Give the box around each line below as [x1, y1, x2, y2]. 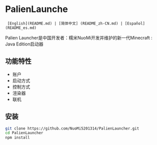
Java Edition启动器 [5, 41, 44, 47]
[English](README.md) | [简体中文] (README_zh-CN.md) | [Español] [7, 21, 146, 26]
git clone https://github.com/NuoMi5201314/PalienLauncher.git [5, 126, 140, 131]
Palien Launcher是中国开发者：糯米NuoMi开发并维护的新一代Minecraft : [5, 34, 153, 40]
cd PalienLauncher [5, 130, 43, 135]
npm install [5, 135, 30, 140]
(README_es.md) [5, 25, 37, 30]
